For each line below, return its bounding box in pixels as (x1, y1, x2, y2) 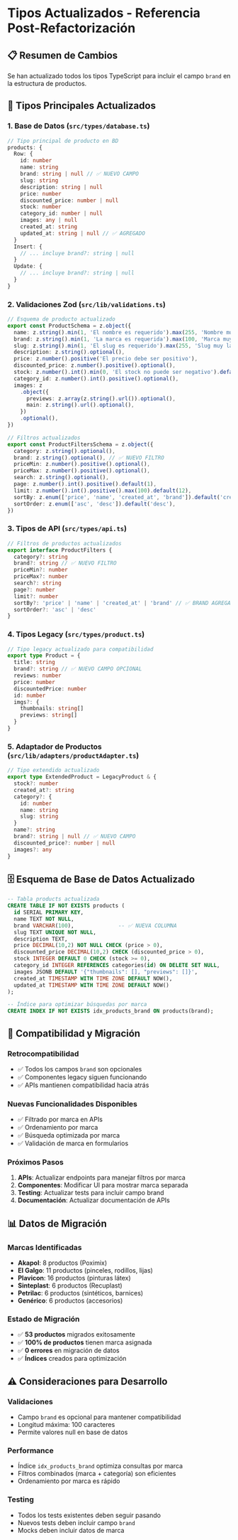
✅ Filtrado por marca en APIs (17, 1115, 103, 1124)
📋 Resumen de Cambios (7, 49, 118, 61)
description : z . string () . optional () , (13, 348, 125, 356)
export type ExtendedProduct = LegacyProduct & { (7, 774, 157, 781)
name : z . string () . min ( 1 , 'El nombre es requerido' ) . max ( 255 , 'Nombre (13, 328, 224, 336)
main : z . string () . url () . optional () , (25, 402, 135, 409)
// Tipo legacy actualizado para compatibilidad (7, 646, 154, 653)
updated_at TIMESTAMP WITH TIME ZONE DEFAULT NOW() (13, 981, 170, 989)
